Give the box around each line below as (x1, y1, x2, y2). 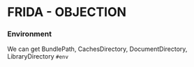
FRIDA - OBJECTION (7, 4, 127, 20)
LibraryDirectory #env (7, 52, 68, 61)
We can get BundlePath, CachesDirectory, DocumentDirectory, (7, 45, 188, 53)
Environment (7, 29, 52, 39)
